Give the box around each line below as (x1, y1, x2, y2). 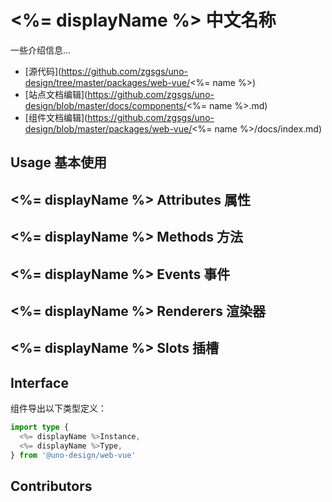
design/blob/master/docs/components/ (24, 99, 187, 111)
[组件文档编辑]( (24, 111, 88, 123)
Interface (10, 374, 69, 391)
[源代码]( (24, 65, 62, 77)
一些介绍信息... (10, 44, 72, 56)
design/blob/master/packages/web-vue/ (24, 122, 193, 135)
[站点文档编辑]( (24, 88, 88, 100)
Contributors (10, 477, 93, 495)
